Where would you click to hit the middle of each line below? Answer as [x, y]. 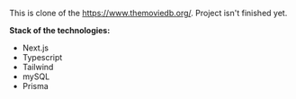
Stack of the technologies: [60, 30]
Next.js [36, 48]
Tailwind [38, 67]
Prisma [36, 86]
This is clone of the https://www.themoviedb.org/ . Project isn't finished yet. [148, 13]
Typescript [42, 57]
